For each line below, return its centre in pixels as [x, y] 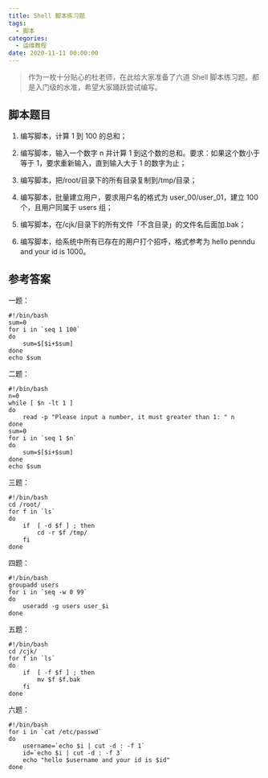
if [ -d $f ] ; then [59, 525]
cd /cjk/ [23, 651]
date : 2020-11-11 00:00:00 [53, 53]
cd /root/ [25, 504]
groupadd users [34, 585]
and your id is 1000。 [55, 251]
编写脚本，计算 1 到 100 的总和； [73, 136]
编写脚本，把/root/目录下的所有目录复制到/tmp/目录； [108, 180]
